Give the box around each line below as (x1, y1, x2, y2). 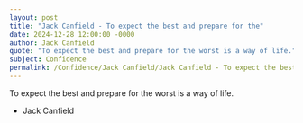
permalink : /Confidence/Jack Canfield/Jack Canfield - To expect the (9, 64, 277, 73)
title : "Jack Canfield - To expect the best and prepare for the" (9, 22, 264, 31)
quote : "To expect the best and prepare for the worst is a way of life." (9, 47, 297, 56)
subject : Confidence (9, 55, 87, 64)
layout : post (9, 13, 59, 22)
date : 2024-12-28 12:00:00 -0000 (9, 30, 135, 39)
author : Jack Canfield (9, 38, 95, 48)
